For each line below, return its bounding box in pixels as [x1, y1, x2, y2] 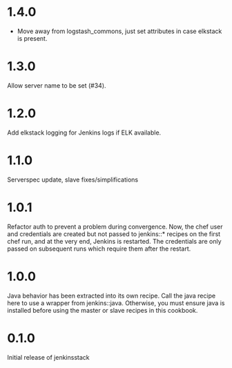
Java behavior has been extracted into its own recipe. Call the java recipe [7, 291, 216, 300]
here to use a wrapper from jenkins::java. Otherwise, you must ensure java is [7, 298, 225, 307]
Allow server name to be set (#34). [7, 81, 106, 90]
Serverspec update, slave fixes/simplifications [7, 175, 139, 184]
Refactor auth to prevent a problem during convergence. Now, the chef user [7, 222, 223, 231]
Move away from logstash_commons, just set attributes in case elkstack [17, 27, 222, 35]
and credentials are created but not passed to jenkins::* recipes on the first [7, 229, 221, 238]
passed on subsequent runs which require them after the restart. [7, 244, 191, 253]
